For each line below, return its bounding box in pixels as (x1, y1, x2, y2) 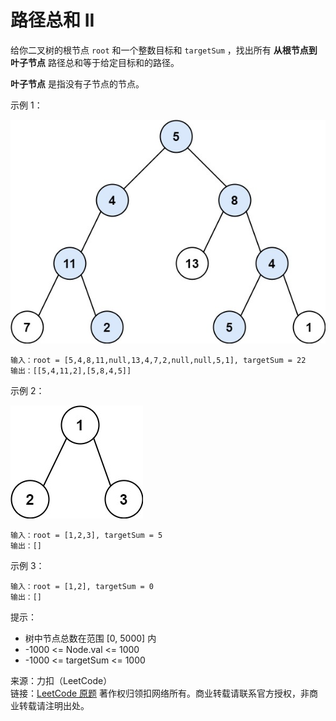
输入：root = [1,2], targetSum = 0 (10, 582, 154, 592)
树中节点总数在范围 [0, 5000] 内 (24, 632, 157, 645)
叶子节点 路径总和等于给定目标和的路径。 (10, 56, 180, 68)
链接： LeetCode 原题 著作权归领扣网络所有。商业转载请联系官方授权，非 (10, 687, 310, 700)
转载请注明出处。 (18, 700, 90, 712)
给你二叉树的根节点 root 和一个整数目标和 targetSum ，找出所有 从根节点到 (10, 44, 318, 56)
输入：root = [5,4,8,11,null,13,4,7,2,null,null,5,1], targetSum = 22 (10, 356, 307, 366)
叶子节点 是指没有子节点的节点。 (10, 77, 145, 90)
